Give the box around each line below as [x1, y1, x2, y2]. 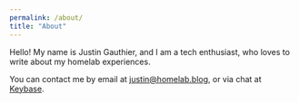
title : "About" [9, 22, 67, 31]
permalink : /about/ [9, 13, 84, 23]
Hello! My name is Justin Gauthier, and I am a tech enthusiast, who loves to [9, 46, 291, 57]
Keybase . [9, 83, 45, 94]
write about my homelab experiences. [9, 56, 152, 67]
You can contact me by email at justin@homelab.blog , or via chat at [9, 73, 262, 84]
